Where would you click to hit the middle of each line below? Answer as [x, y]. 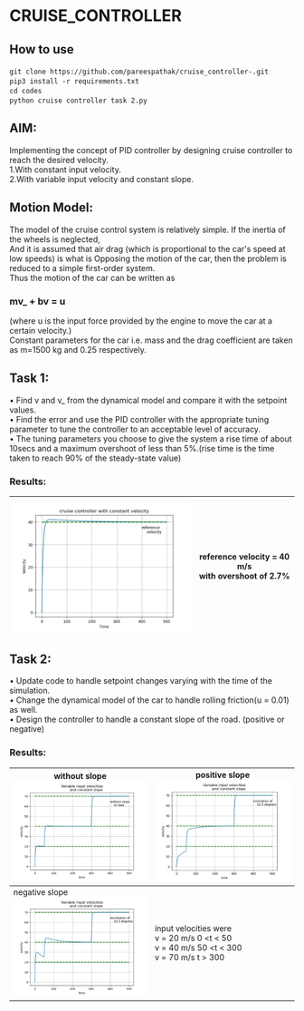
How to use [42, 49]
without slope [80, 775]
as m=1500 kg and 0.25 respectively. [78, 349]
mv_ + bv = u [38, 301]
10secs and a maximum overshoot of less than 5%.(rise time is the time [142, 448]
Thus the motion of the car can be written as [92, 277]
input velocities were [193, 928]
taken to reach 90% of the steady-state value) [95, 458]
